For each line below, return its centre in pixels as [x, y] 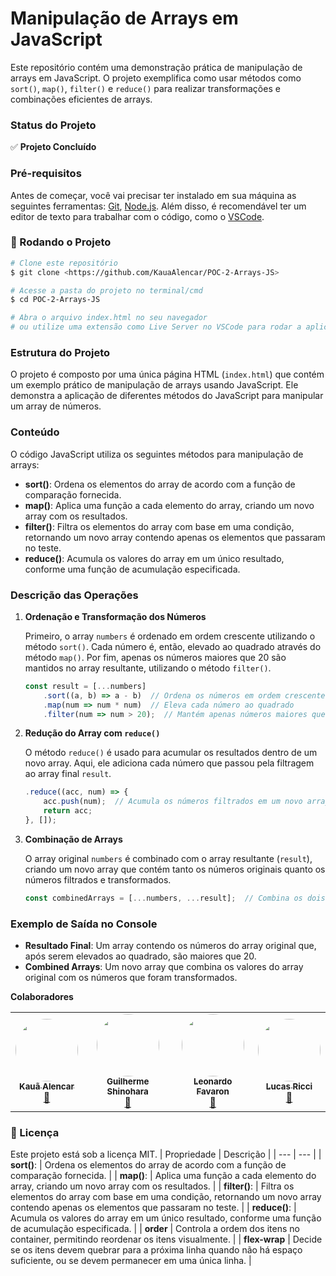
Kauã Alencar [47, 1086]
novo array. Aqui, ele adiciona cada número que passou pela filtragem [169, 763]
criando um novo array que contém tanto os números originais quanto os [175, 869]
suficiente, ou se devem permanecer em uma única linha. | [131, 1261]
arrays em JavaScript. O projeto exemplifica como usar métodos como [156, 78]
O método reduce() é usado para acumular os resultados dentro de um [171, 753]
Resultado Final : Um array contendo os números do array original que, [170, 946]
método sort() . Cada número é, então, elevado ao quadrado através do [173, 646]
